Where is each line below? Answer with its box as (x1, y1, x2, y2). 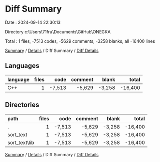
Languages (5, 62, 40, 70)
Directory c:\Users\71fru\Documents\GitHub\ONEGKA (5, 29, 111, 34)
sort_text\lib (7, 139, 35, 146)
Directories (5, 101, 40, 109)
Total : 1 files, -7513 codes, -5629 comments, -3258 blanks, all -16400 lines (5, 38, 156, 44)
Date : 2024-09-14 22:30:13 (5, 19, 61, 25)
